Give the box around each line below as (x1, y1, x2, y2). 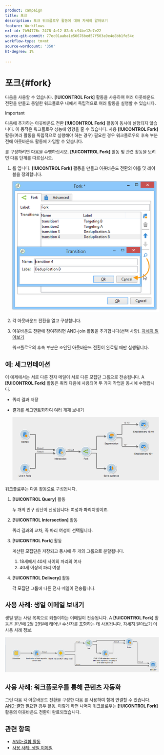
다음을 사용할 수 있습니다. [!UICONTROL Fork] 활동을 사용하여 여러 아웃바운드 (5, 94, 155, 100)
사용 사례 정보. (5, 627, 33, 633)
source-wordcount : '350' (5, 44, 56, 49)
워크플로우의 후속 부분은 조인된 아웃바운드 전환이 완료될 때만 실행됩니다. (12, 344, 149, 351)
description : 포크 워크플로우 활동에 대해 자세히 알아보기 (5, 18, 108, 23)
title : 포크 (5, 13, 28, 18)
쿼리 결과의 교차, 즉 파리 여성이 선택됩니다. (12, 527, 93, 533)
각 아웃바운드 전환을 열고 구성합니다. (12, 318, 82, 324)
